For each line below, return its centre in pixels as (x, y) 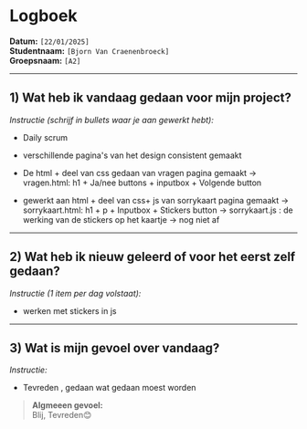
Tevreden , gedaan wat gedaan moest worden (109, 388)
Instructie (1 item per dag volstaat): (75, 293)
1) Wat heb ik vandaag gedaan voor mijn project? (151, 98)
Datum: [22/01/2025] (49, 41)
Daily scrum (45, 137)
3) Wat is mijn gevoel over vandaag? (115, 348)
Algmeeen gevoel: (67, 405)
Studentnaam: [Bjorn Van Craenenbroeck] (90, 50)
